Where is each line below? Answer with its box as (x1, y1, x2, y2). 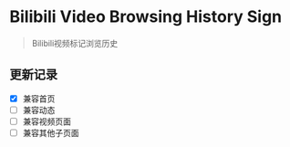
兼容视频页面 (22, 116, 71, 127)
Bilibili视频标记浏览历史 (31, 37, 119, 48)
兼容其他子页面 (22, 127, 79, 138)
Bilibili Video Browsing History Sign (9, 6, 283, 27)
